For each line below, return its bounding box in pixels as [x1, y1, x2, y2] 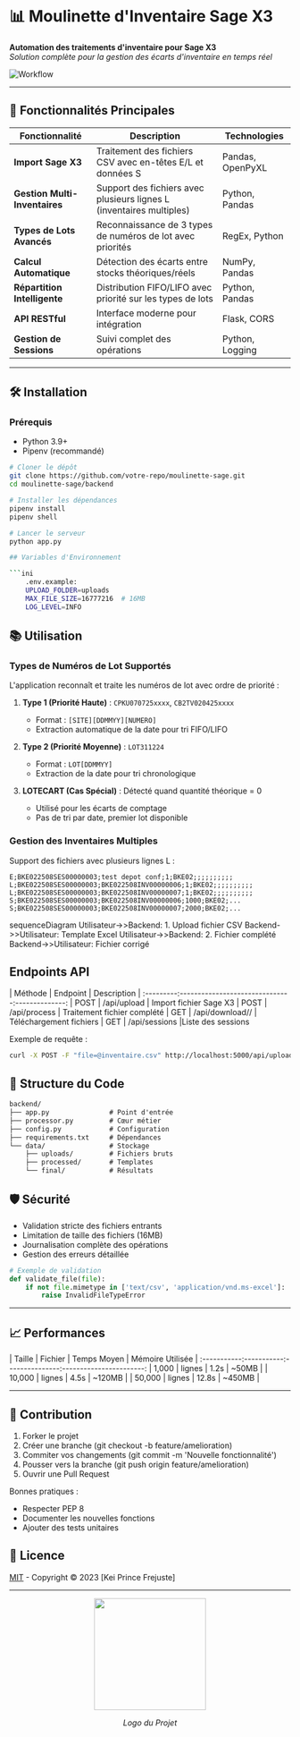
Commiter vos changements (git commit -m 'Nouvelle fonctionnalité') [21, 1449, 277, 1460]
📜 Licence [9, 1548, 65, 1563]
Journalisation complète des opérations [21, 1239, 169, 1250]
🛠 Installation [9, 385, 87, 400]
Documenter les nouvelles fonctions [21, 1512, 155, 1523]
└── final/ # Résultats [25, 1166, 154, 1175]
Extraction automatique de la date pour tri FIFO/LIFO [35, 724, 228, 735]
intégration [96, 318, 142, 330]
